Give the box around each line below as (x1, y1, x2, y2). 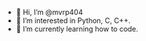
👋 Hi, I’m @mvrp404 (15, 8, 83, 17)
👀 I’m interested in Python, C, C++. (15, 16, 131, 25)
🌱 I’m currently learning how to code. (15, 24, 139, 33)
